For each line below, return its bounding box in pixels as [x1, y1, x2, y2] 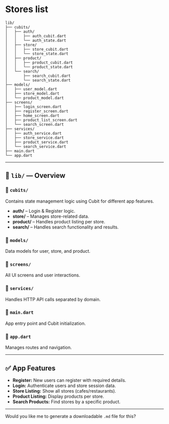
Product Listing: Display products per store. [12, 393, 105, 399]
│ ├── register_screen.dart [5, 109, 69, 114]
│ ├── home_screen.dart [5, 113, 59, 118]
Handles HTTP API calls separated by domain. [5, 296, 101, 302]
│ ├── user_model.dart [5, 86, 57, 91]
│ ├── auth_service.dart [5, 130, 62, 136]
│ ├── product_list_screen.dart [5, 117, 78, 122]
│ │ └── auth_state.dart [5, 38, 66, 43]
